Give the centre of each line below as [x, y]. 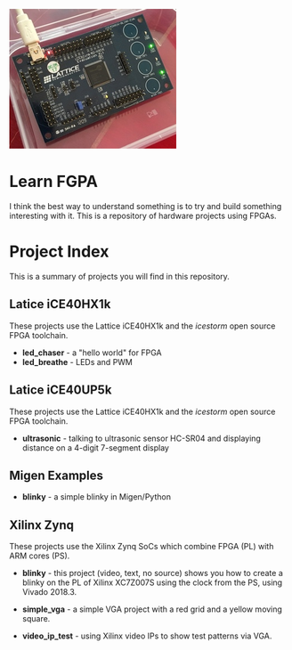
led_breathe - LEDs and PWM [77, 362]
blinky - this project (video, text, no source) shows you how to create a [152, 573]
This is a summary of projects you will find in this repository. [119, 276]
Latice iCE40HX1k [60, 304]
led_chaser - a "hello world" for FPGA [92, 353]
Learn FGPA [53, 182]
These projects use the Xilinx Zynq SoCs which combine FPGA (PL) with [142, 547]
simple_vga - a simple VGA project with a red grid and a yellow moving [152, 609]
